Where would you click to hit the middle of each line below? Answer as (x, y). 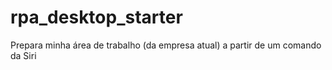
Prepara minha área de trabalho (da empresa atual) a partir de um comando (166, 45)
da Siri (23, 55)
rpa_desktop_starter (96, 17)
